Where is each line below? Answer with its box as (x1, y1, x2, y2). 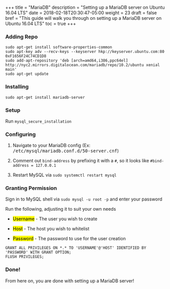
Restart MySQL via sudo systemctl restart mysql (12, 172, 117, 178)
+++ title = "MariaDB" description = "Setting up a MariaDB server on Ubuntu (5, 5, 165, 10)
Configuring (5, 131, 36, 138)
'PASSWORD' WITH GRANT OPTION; (5, 250, 72, 255)
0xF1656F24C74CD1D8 (5, 53, 47, 59)
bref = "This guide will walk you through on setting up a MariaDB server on (5, 15, 162, 21)
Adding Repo (5, 33, 38, 40)
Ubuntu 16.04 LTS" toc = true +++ (5, 20, 76, 26)
